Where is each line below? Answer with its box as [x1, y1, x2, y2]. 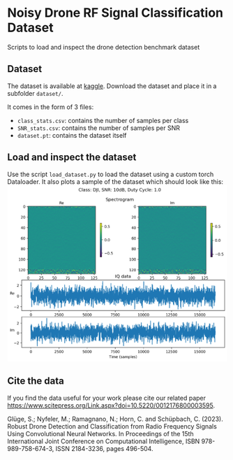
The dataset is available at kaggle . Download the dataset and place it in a [7, 82, 217, 90]
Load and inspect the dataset [7, 152, 137, 164]
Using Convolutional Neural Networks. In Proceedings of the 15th [7, 429, 194, 438]
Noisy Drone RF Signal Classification [7, 5, 224, 21]
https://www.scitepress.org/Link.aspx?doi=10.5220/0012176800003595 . [7, 401, 215, 410]
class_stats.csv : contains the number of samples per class [17, 116, 189, 124]
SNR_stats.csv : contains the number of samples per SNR [17, 124, 180, 132]
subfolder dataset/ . [7, 89, 64, 97]
